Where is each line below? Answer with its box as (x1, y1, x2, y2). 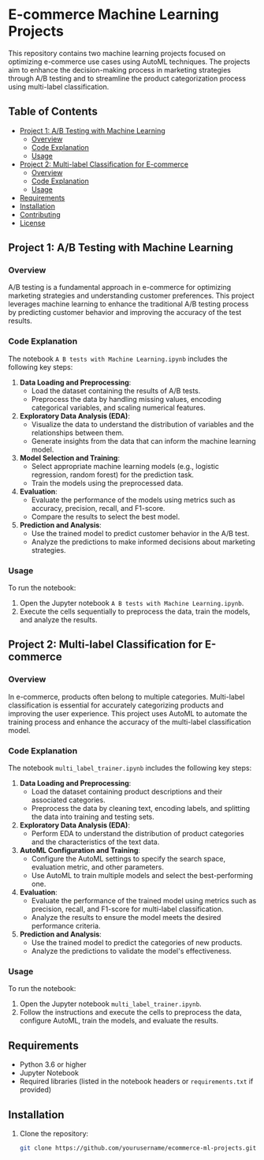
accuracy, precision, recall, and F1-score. (31, 503, 165, 512)
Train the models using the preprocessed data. (31, 478, 184, 487)
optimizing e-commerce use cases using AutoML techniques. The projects (8, 57, 251, 66)
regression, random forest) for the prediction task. (31, 470, 195, 479)
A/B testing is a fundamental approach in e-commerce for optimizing (8, 283, 232, 292)
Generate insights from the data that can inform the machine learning (31, 436, 256, 445)
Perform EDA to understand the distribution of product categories (31, 829, 244, 839)
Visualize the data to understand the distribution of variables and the (31, 419, 255, 429)
